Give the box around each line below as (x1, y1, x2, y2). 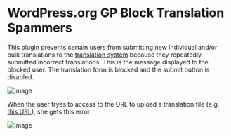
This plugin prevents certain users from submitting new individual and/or (7, 43, 218, 51)
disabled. (7, 72, 34, 81)
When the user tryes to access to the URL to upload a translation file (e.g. (7, 100, 220, 108)
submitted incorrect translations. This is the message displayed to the (7, 57, 209, 66)
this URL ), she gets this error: (7, 107, 93, 116)
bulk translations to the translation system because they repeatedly (7, 50, 202, 59)
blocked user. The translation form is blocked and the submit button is (7, 65, 210, 74)
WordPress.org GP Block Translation (7, 5, 225, 21)
